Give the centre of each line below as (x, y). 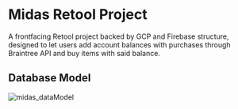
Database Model (50, 78)
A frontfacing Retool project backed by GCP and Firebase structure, (119, 36)
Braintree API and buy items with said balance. (84, 53)
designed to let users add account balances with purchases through (120, 44)
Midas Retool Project (78, 15)
